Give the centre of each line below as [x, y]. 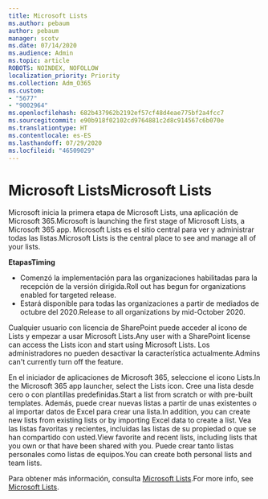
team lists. [25, 463]
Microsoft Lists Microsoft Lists [110, 190]
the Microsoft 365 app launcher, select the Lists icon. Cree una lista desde [131, 386]
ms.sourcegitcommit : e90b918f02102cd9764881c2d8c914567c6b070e [116, 121]
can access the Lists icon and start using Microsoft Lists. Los [109, 345]
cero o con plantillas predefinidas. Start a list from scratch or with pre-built [130, 394]
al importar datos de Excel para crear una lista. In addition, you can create [129, 412]
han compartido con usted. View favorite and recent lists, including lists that [133, 437]
